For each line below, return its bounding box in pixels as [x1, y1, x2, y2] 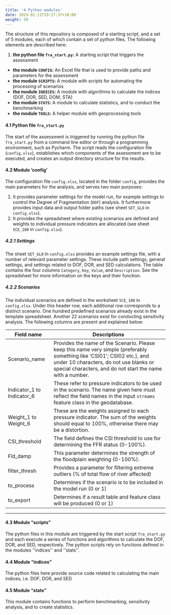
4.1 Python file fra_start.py [5, 122, 65, 128]
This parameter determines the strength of [53, 449, 155, 456]
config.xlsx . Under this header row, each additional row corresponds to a [5, 302, 160, 309]
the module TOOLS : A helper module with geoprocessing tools [12, 110, 141, 116]
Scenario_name [8, 356, 45, 363]
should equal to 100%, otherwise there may [53, 420, 159, 427]
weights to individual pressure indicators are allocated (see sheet [12, 221, 150, 227]
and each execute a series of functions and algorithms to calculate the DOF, [5, 536, 164, 542]
